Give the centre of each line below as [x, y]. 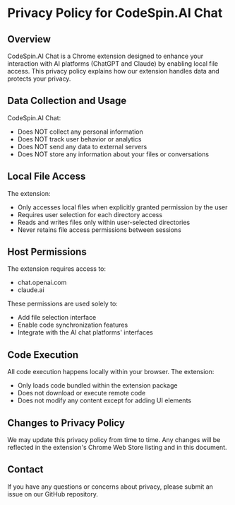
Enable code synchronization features [73, 325]
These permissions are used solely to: [62, 304]
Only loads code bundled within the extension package [97, 385]
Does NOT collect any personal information [80, 132]
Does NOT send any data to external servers [82, 146]
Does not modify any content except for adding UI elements [104, 400]
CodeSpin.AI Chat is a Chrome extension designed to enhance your [105, 56]
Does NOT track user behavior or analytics [79, 139]
